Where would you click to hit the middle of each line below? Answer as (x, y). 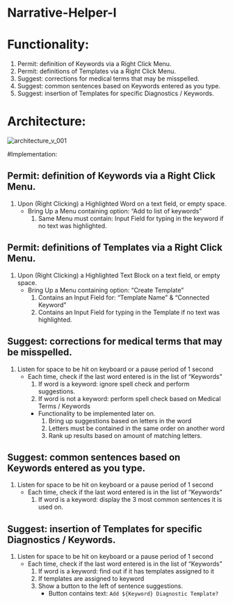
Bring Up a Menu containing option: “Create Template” (106, 290)
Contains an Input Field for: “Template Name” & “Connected (124, 297)
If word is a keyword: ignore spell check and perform (114, 384)
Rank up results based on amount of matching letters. (125, 435)
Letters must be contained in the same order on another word (136, 428)
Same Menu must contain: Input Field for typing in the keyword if (131, 218)
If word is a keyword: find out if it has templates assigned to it (126, 571)
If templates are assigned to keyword (91, 579)
